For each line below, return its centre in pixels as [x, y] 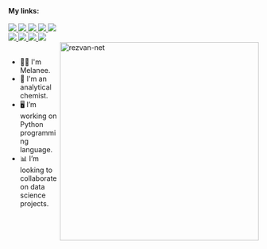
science [33, 195]
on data [32, 187]
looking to [36, 170]
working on [38, 116]
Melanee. [35, 70]
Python [31, 124]
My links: [24, 11]
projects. [34, 203]
